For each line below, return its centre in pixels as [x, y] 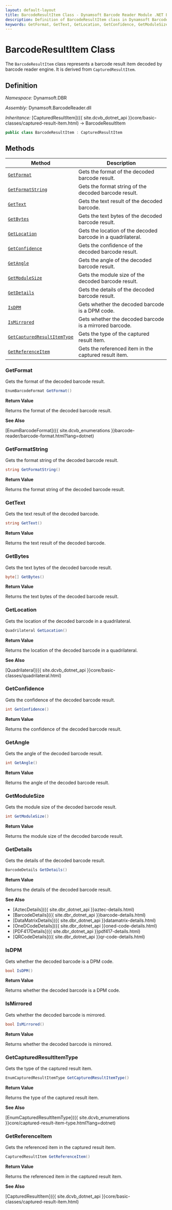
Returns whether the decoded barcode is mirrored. [59, 1044]
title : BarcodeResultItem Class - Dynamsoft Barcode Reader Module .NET [84, 15]
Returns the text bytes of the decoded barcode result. [62, 597]
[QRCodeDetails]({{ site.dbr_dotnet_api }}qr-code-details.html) [79, 937]
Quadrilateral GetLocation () [36, 630]
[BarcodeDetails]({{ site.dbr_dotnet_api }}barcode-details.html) [79, 915]
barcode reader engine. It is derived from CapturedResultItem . [71, 69]
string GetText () [24, 523]
